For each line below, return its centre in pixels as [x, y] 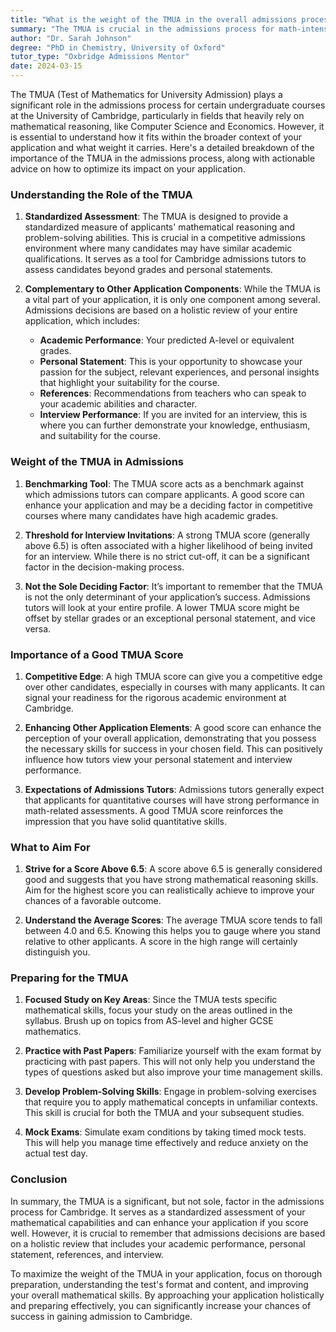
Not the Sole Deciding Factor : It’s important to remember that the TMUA [173, 586]
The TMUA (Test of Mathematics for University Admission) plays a [146, 94]
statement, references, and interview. [87, 1254]
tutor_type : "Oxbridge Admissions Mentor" [100, 57]
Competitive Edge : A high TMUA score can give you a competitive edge [173, 676]
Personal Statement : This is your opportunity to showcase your [171, 362]
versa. [38, 628]
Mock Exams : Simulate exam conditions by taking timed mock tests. [165, 1132]
